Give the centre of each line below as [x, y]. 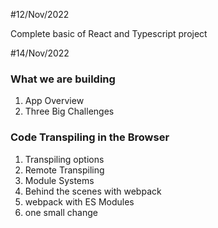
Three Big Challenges [69, 111]
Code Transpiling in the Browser [90, 137]
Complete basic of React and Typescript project [109, 33]
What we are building [63, 79]
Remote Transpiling [64, 170]
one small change [61, 212]
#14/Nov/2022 [40, 53]
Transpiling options [64, 159]
